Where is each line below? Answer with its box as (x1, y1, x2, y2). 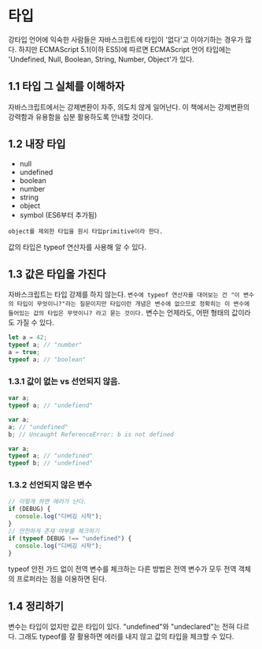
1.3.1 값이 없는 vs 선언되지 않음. (8, 375, 120, 386)
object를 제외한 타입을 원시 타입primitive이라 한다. (8, 227, 164, 235)
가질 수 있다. (16, 318, 55, 327)
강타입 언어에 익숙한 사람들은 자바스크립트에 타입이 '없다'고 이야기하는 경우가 (8, 35, 244, 44)
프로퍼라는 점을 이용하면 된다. (16, 574, 108, 584)
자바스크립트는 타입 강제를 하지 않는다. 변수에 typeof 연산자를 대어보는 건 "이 (8, 289, 240, 300)
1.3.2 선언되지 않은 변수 (8, 479, 93, 490)
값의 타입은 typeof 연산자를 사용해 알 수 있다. (8, 242, 147, 252)
